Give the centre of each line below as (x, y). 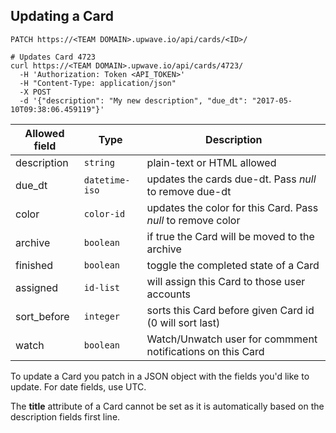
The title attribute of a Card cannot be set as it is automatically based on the (167, 406)
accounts (168, 294)
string (99, 162)
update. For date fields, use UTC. (78, 386)
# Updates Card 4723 (53, 57)
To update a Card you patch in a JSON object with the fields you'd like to (160, 376)
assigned (37, 287)
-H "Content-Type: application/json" (98, 83)
